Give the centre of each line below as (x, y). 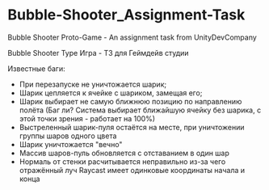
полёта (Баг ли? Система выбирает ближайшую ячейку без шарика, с (140, 110)
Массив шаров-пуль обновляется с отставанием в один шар (124, 153)
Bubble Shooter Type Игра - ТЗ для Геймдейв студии (98, 53)
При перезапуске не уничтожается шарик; (93, 84)
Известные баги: (36, 68)
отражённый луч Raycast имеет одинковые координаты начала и (132, 170)
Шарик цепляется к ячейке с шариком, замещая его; (111, 93)
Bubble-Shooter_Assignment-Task (126, 15)
